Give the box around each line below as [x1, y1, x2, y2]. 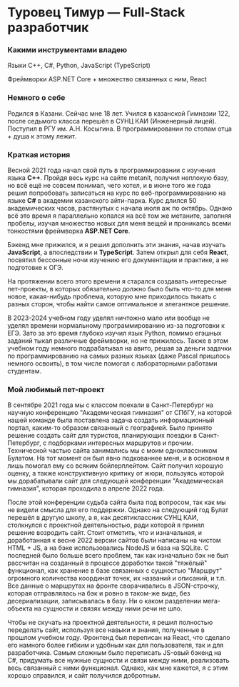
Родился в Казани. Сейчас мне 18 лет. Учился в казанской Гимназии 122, [7, 109, 230, 118]
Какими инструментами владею [7, 45, 128, 55]
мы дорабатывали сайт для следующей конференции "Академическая [7, 476, 223, 486]
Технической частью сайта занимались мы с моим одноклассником [7, 446, 218, 455]
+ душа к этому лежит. [7, 131, 77, 140]
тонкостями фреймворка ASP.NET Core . [7, 226, 131, 236]
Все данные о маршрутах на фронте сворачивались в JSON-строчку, [7, 581, 220, 590]
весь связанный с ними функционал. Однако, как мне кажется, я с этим [7, 663, 228, 672]
